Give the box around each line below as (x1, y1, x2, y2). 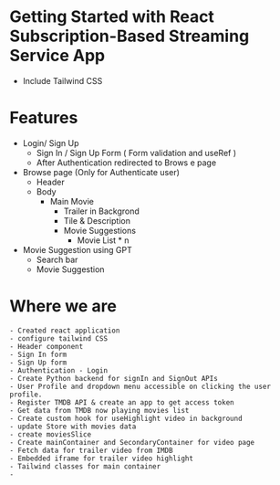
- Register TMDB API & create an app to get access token (9, 397, 234, 407)
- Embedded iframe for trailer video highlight (9, 454, 194, 463)
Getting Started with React (9, 6, 214, 27)
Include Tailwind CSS (22, 75, 103, 86)
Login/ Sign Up (22, 137, 79, 148)
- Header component (9, 342, 84, 351)
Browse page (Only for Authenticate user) (22, 166, 181, 177)
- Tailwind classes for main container (9, 461, 161, 471)
